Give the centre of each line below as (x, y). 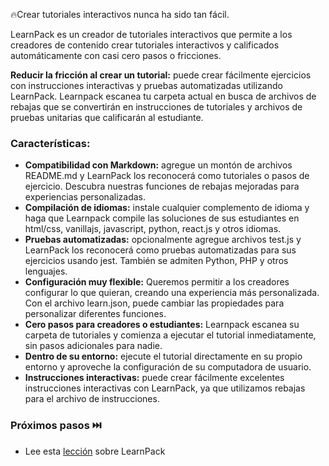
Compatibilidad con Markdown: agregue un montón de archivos (158, 165)
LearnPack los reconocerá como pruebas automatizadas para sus (160, 250)
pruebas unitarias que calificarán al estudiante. (107, 117)
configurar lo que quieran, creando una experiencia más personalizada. (172, 293)
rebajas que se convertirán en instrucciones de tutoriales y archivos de (156, 107)
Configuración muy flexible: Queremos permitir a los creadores (157, 282)
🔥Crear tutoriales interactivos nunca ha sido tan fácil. (120, 14)
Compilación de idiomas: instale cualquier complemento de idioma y (167, 208)
